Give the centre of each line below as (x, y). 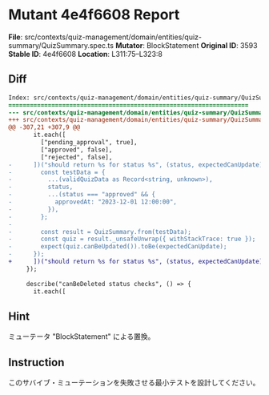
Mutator (129, 45)
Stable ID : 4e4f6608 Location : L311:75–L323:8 (85, 54)
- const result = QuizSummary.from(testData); (100, 232)
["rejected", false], (76, 157)
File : (16, 37)
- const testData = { (57, 172)
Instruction (36, 362)
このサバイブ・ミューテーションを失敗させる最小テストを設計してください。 (134, 383)
